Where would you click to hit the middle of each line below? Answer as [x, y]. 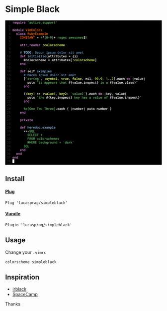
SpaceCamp [25, 295]
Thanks [13, 304]
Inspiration [22, 277]
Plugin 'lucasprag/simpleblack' [39, 225]
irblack [19, 289]
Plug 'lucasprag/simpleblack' [37, 203]
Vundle [13, 214]
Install [15, 179]
